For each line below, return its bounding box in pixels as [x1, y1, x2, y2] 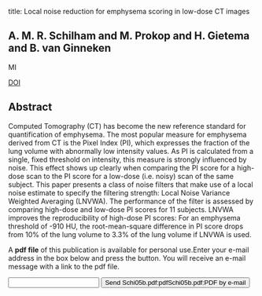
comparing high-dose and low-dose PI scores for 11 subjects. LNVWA [8, 204, 234, 214]
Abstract [8, 100, 53, 114]
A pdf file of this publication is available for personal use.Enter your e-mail [8, 245, 249, 254]
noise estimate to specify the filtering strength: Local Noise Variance [8, 188, 231, 197]
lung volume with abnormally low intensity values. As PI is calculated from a [8, 146, 254, 155]
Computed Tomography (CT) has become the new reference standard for [8, 121, 246, 130]
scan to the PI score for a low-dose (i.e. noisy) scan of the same [26, 171, 234, 181]
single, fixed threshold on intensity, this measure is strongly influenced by [8, 155, 247, 164]
